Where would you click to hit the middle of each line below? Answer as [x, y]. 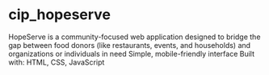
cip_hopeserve [60, 15]
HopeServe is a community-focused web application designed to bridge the [134, 37]
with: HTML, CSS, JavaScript [57, 62]
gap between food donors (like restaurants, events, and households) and [130, 45]
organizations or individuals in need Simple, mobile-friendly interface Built [131, 53]
